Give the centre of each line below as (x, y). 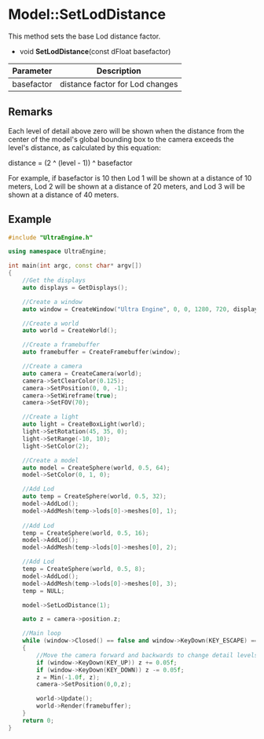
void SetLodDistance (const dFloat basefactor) (95, 51)
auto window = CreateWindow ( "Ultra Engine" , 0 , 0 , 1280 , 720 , (126, 309)
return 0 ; (38, 720)
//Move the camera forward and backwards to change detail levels (147, 655)
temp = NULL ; (44, 591)
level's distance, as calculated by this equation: (84, 148)
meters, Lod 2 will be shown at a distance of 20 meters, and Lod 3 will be (126, 186)
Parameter (32, 71)
